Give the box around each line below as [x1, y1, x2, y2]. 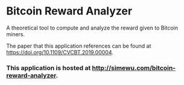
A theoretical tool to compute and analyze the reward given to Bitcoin [6, 24, 179, 31]
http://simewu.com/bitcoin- [92, 63, 176, 72]
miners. [6, 30, 25, 37]
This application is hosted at [6, 63, 91, 72]
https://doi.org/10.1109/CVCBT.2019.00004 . [6, 48, 113, 55]
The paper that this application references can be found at [6, 42, 151, 49]
